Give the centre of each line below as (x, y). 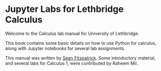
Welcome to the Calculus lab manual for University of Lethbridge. (72, 33)
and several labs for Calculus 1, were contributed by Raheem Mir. (72, 63)
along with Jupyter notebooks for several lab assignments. (65, 48)
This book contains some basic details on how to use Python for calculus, (81, 43)
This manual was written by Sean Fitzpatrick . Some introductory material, (80, 58)
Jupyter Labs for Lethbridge (64, 9)
